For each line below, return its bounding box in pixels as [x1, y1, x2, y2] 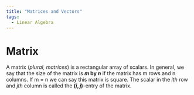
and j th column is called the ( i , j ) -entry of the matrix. [6, 82, 132, 89]
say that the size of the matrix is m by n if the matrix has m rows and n [6, 70, 176, 77]
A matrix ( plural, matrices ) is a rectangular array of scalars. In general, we [6, 64, 185, 71]
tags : [6, 14, 19, 20]
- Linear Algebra [11, 19, 54, 25]
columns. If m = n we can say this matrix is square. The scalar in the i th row [6, 76, 189, 83]
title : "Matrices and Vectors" [6, 8, 83, 15]
